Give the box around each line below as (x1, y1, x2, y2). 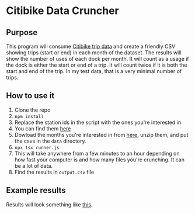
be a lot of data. (14, 162, 53, 169)
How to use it (6, 91, 55, 101)
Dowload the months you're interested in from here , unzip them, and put (14, 131, 189, 138)
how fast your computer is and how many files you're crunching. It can (14, 156, 185, 163)
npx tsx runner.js (14, 144, 60, 150)
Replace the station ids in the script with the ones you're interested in (14, 119, 182, 126)
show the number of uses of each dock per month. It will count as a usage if (6, 56, 190, 62)
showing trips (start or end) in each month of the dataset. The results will (6, 49, 182, 56)
